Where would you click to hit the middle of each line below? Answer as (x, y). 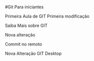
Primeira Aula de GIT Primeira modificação (47, 16)
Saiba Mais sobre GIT (26, 25)
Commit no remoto (24, 44)
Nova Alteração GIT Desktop (33, 53)
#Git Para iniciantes (24, 7)
